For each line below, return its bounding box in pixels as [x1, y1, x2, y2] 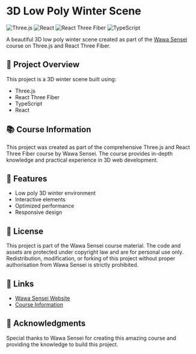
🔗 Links [6, 278, 34, 289]
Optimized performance [14, 203, 75, 210]
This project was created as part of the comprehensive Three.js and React [6, 143, 191, 151]
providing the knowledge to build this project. [6, 341, 118, 348]
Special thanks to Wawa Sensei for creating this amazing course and [6, 334, 176, 341]
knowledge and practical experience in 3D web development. [6, 156, 158, 163]
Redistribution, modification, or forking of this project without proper [6, 255, 176, 262]
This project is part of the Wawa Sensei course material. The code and [6, 242, 181, 249]
